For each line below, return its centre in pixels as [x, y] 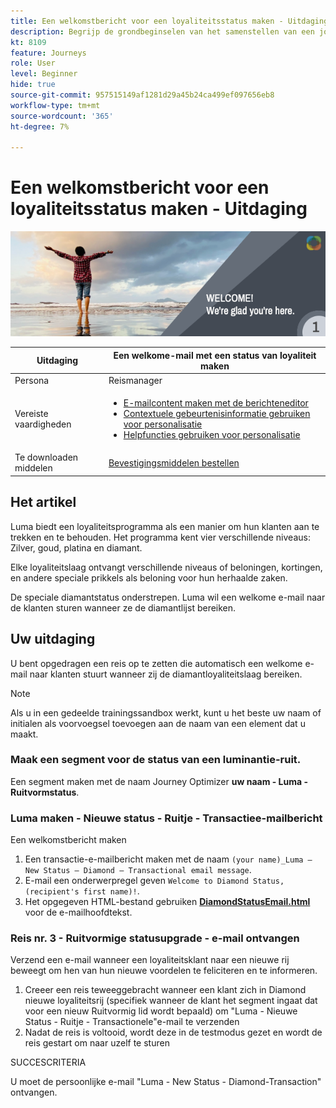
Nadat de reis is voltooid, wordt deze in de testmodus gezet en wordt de [173, 1032]
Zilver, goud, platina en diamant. [76, 547]
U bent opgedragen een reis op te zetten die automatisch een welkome [156, 663]
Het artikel [43, 502]
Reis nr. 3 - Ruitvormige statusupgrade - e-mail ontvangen [155, 938]
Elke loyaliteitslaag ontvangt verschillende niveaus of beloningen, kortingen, [166, 567]
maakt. [24, 734]
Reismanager [135, 380]
